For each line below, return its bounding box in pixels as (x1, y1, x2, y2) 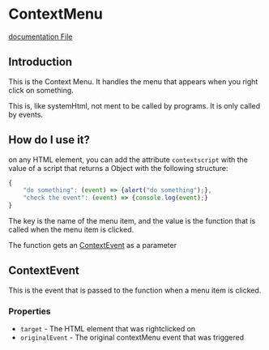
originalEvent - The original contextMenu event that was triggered (19, 333, 245, 343)
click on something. (8, 85, 75, 95)
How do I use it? (8, 133, 91, 147)
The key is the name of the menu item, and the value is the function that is (8, 216, 256, 226)
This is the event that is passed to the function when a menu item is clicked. (8, 285, 262, 295)
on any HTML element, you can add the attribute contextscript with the (8, 155, 249, 164)
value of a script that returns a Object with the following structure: (8, 163, 228, 173)
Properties (8, 305, 51, 317)
